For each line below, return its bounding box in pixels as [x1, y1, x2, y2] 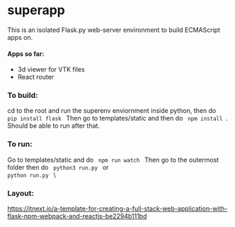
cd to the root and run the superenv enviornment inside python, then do [7, 106, 217, 115]
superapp [7, 2, 66, 18]
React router [17, 73, 55, 82]
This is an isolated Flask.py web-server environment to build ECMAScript [7, 26, 221, 34]
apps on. [7, 33, 33, 41]
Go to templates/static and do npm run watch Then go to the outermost [7, 155, 219, 164]
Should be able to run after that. [7, 121, 101, 130]
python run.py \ [7, 170, 57, 179]
